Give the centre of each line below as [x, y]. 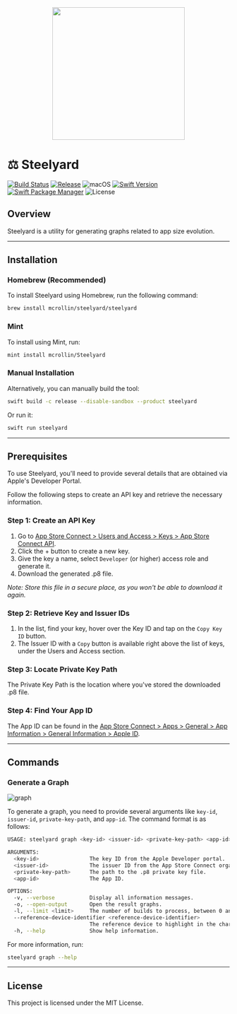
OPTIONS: [20, 891]
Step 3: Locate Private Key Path [62, 669]
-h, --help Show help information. [86, 931]
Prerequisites [37, 456]
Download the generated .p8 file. [65, 573]
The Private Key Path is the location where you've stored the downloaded [114, 684]
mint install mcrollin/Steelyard [56, 355]
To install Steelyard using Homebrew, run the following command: [103, 296]
